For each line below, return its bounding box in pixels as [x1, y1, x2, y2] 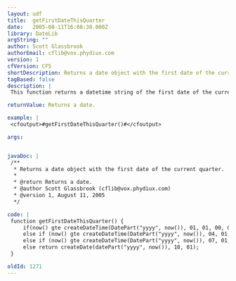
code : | [7, 211, 30, 218]
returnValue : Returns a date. [7, 101, 96, 109]
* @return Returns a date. [13, 179, 93, 186]
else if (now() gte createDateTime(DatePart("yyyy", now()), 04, [22, 230, 218, 238]
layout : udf [7, 10, 42, 18]
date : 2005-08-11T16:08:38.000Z [7, 23, 109, 30]
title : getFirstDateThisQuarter [7, 17, 105, 24]
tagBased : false [7, 75, 55, 83]
